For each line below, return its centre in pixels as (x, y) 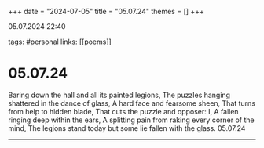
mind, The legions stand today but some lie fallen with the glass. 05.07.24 (127, 128)
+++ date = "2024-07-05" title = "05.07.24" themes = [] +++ (106, 11)
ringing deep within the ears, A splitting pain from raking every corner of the (131, 120)
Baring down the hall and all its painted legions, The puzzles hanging (119, 95)
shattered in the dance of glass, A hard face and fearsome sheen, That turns (132, 103)
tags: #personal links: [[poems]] (60, 42)
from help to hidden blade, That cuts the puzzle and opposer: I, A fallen (123, 111)
